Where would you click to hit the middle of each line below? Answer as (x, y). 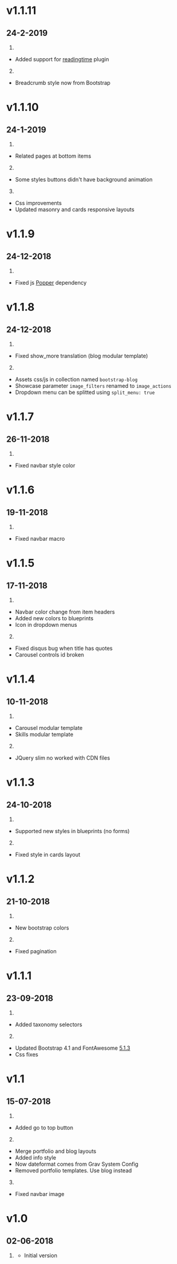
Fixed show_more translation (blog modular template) (81, 356)
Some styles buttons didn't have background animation (84, 179)
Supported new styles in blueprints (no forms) (72, 831)
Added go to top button (44, 1127)
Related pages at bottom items (53, 156)
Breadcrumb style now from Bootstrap (63, 83)
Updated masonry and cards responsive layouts (75, 209)
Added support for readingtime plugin (62, 59)
